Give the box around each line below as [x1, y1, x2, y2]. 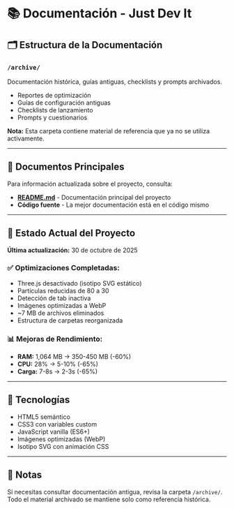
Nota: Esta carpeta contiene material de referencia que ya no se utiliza [7, 126, 210, 135]
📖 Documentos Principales [7, 161, 125, 173]
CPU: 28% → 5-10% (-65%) [17, 360, 99, 369]
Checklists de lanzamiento [17, 105, 93, 114]
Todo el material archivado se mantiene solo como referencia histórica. [7, 495, 211, 503]
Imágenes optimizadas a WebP [17, 301, 107, 309]
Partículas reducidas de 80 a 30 [17, 286, 109, 295]
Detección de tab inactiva [17, 294, 91, 302]
